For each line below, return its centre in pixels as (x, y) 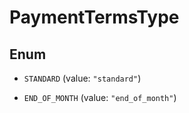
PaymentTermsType (94, 17)
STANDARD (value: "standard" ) (82, 78)
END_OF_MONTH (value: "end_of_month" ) (100, 97)
